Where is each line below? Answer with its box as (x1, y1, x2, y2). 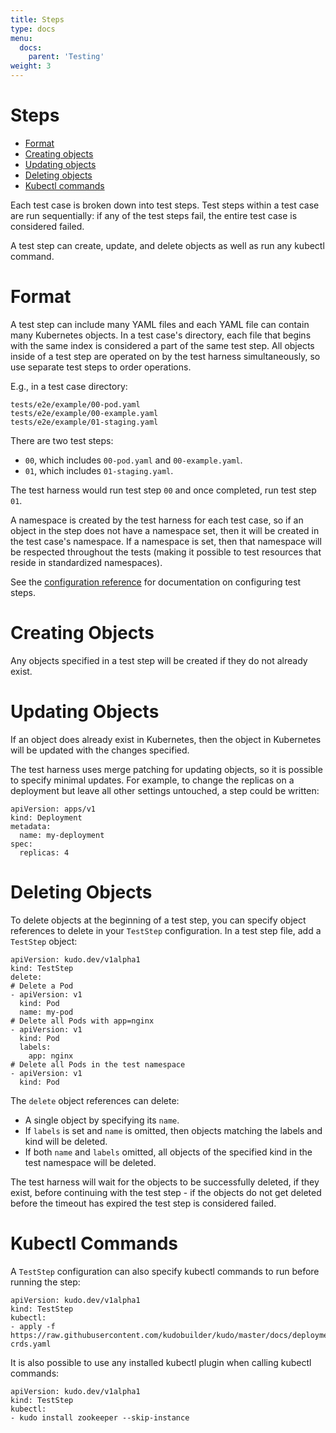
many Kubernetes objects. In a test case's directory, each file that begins (10, 329, 312, 341)
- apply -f (10, 1321, 56, 1331)
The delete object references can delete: (10, 1094, 180, 1106)
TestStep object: (10, 935, 78, 947)
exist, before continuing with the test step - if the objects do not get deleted (10, 1186, 322, 1198)
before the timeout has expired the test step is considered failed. (10, 1197, 277, 1209)
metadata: (10, 821, 52, 831)
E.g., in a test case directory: (10, 380, 128, 392)
